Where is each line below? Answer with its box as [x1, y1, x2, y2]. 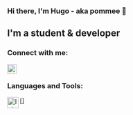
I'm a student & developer [7, 28, 121, 39]
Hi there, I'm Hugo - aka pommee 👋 [7, 6, 127, 16]
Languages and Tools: [7, 81, 83, 90]
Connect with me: [7, 48, 69, 58]
